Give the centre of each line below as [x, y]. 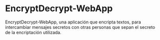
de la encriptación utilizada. [33, 32]
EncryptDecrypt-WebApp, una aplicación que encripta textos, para [73, 22]
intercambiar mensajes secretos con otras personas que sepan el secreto [80, 27]
